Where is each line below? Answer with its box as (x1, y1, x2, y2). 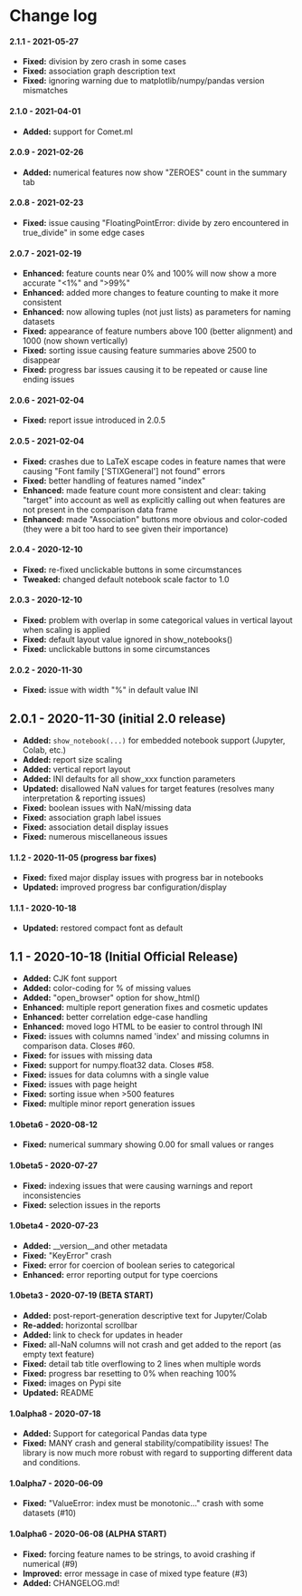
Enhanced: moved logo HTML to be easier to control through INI (22, 1021, 263, 1032)
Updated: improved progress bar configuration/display (22, 881, 228, 893)
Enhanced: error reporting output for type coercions (22, 1269, 219, 1280)
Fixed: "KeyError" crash (22, 1250, 112, 1260)
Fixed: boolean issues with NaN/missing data (22, 803, 192, 813)
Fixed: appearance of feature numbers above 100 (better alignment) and (22, 326, 293, 336)
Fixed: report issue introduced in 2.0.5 (22, 414, 165, 426)
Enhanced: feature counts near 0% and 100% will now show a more (22, 268, 278, 279)
